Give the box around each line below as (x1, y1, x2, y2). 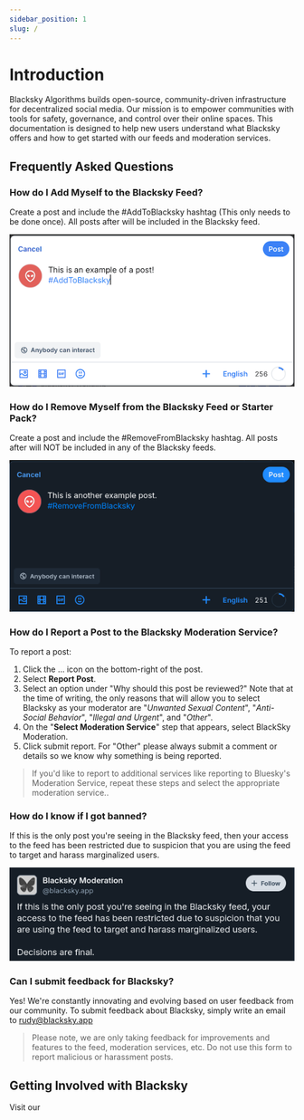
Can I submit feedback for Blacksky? (9, 975, 175, 988)
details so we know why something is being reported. (22, 750, 222, 761)
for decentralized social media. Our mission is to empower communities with (9, 104, 294, 115)
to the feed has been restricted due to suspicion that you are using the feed (9, 840, 291, 851)
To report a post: (9, 646, 72, 656)
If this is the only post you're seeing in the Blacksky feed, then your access (9, 830, 290, 841)
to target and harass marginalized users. (9, 849, 160, 860)
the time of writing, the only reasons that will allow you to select (22, 693, 261, 704)
